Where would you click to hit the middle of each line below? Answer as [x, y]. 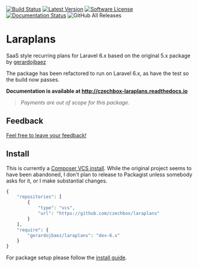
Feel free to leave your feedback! [46, 135]
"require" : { [33, 230]
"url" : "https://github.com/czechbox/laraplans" [99, 214]
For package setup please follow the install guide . [66, 258]
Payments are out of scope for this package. [75, 102]
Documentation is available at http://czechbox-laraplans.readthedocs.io [97, 91]
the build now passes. [33, 79]
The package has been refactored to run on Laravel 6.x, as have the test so [98, 73]
